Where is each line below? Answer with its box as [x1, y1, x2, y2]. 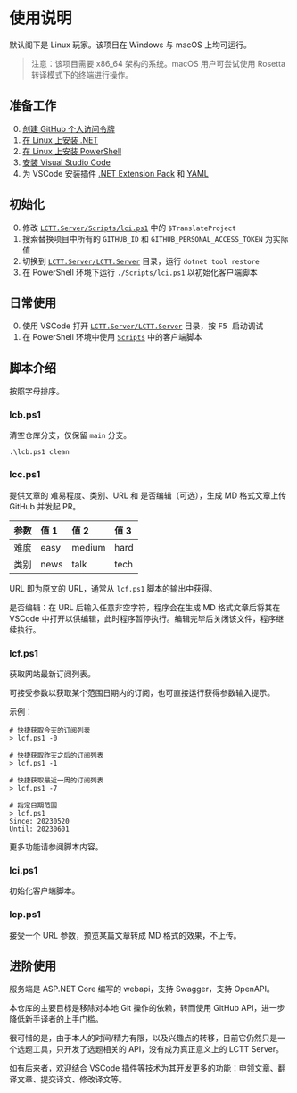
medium [71, 541, 106, 553]
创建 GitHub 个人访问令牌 [21, 123, 116, 134]
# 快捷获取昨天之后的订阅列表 [9, 751, 104, 760]
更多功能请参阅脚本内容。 [9, 841, 103, 852]
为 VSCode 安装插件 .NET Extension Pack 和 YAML [21, 168, 210, 178]
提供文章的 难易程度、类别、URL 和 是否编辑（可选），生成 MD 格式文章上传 [9, 490, 287, 501]
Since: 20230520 [9, 817, 70, 826]
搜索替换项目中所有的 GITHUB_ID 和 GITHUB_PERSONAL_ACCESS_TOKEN [21, 233, 263, 244]
